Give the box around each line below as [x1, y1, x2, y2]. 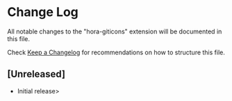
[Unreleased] [7, 68, 66, 80]
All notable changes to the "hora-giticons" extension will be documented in [7, 27, 222, 36]
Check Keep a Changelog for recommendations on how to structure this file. [7, 48, 226, 56]
